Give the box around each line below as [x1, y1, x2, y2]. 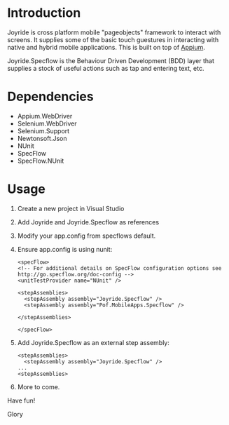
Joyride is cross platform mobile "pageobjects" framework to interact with [7, 28, 221, 36]
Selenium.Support [17, 126, 70, 135]
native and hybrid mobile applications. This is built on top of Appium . [7, 43, 205, 51]
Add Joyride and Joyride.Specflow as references [17, 217, 160, 226]
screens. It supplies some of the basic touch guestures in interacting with [7, 35, 219, 43]
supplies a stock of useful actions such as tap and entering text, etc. [7, 64, 204, 72]
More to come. [17, 382, 60, 391]
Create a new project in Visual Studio [17, 204, 125, 212]
